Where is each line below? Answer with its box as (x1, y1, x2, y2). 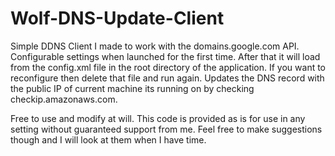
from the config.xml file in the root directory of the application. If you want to (10, 61, 327, 73)
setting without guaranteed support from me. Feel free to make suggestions (10, 123, 323, 135)
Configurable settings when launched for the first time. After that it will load (10, 50, 321, 62)
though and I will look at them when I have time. (10, 133, 207, 146)
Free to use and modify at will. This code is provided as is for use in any (10, 112, 306, 124)
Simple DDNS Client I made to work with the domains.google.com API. (10, 40, 300, 52)
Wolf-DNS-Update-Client (10, 7, 225, 30)
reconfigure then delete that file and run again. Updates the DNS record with (10, 72, 325, 84)
